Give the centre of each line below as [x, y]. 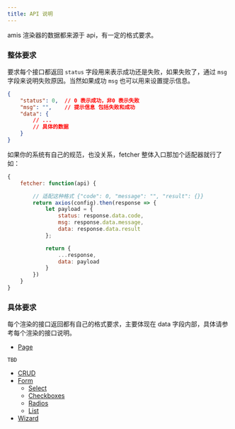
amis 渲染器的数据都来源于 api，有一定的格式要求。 [82, 35]
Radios [38, 404]
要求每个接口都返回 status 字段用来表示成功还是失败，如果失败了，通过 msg [117, 71]
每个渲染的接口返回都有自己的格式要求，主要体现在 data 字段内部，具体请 [115, 324]
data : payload [79, 262]
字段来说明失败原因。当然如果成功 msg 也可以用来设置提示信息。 [101, 80]
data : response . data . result [99, 229]
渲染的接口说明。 [51, 333]
